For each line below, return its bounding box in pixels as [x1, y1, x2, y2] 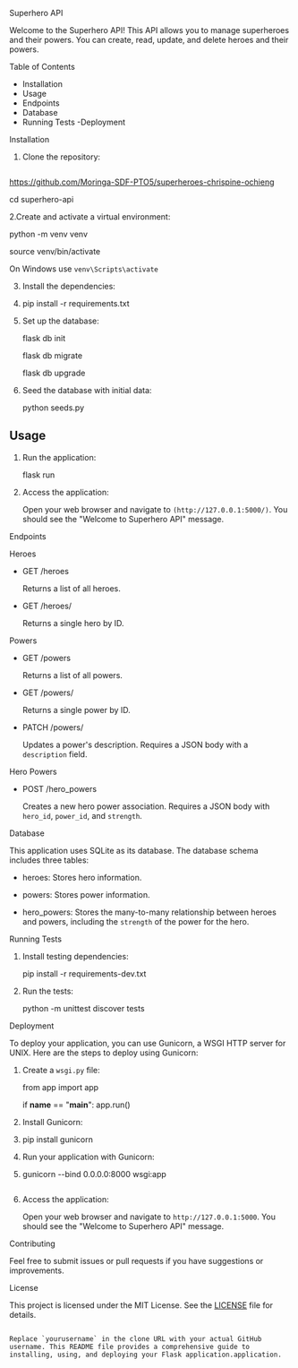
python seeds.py [21, 402, 85, 413]
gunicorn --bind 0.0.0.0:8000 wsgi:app [21, 1168, 167, 1179]
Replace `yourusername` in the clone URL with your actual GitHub [9, 1334, 262, 1343]
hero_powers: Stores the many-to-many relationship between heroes [21, 907, 277, 917]
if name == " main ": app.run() [21, 1099, 132, 1110]
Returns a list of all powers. [21, 669, 123, 680]
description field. [21, 748, 88, 760]
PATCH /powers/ [21, 721, 84, 733]
